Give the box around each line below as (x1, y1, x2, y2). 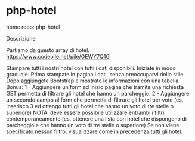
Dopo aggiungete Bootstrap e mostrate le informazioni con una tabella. (6, 77, 180, 84)
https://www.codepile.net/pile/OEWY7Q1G (6, 53, 110, 60)
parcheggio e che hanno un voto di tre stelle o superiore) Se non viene (6, 121, 180, 128)
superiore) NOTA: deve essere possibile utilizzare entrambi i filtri (6, 109, 165, 116)
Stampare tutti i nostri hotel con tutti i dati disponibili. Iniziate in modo (6, 64, 176, 72)
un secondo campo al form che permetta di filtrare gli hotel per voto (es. (6, 96, 184, 103)
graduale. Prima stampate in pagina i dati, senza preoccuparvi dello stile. (6, 70, 185, 78)
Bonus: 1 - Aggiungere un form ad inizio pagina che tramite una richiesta (6, 83, 184, 90)
